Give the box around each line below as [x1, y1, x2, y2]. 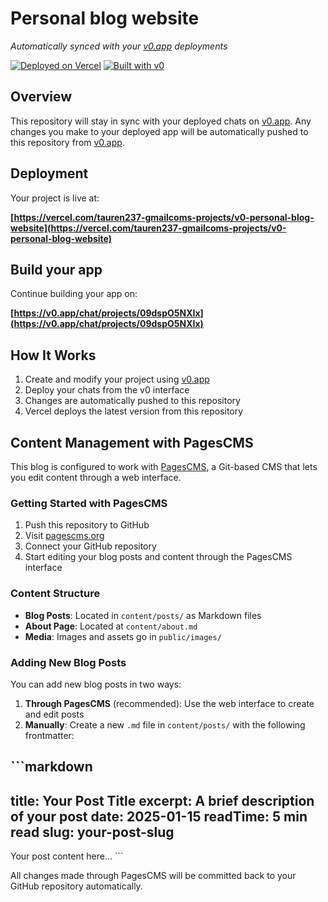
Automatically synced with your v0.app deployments [10, 40, 228, 52]
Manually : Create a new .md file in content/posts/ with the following [24, 718, 306, 731]
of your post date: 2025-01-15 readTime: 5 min [10, 808, 308, 825]
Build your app [10, 261, 103, 278]
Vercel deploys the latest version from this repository [24, 405, 244, 417]
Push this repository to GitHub [24, 519, 150, 531]
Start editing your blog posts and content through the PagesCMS [24, 551, 293, 563]
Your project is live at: [10, 192, 100, 204]
